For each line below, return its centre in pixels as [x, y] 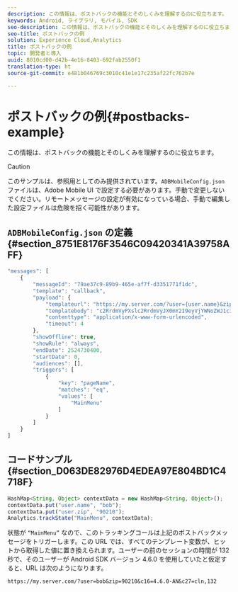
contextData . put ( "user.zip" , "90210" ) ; [66, 512]
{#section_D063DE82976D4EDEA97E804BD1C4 [117, 471]
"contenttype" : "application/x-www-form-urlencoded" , [126, 317]
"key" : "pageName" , [86, 383]
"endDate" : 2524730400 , [68, 350]
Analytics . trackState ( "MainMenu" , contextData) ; [80, 518]
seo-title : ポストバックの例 [46, 34]
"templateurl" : [68, 304]
